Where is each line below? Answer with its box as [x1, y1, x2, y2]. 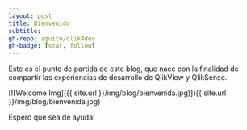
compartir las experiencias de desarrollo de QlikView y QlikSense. [8, 73, 228, 82]
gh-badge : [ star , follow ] [8, 42, 95, 50]
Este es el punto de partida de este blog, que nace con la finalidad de [8, 64, 240, 73]
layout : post [8, 11, 52, 20]
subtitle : [8, 27, 42, 35]
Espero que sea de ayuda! [8, 112, 95, 122]
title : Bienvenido [8, 19, 70, 27]
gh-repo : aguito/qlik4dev [8, 34, 95, 43]
